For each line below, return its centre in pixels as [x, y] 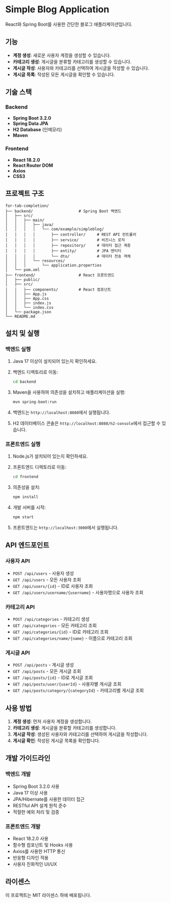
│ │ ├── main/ [25, 220]
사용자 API [18, 561]
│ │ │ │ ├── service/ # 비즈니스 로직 [65, 240]
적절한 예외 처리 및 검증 [36, 812]
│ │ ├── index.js [28, 303]
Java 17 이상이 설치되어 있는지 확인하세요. [55, 361]
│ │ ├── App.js [26, 294]
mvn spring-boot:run [35, 402]
